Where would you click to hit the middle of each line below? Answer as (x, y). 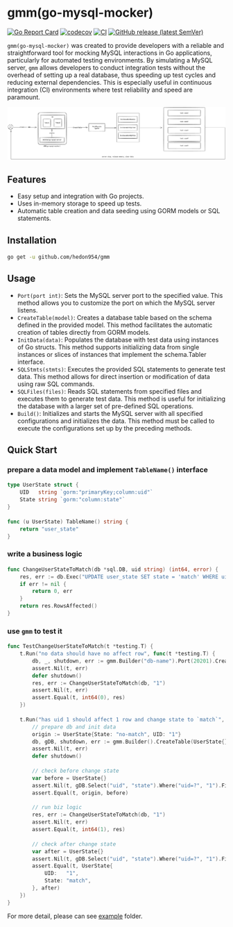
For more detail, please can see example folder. (75, 916)
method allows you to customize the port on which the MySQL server (116, 303)
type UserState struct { (43, 485)
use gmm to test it (35, 631)
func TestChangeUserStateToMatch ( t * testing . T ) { (80, 646)
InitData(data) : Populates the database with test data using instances (118, 340)
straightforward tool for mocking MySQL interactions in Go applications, (110, 53)
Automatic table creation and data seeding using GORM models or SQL (119, 211)
